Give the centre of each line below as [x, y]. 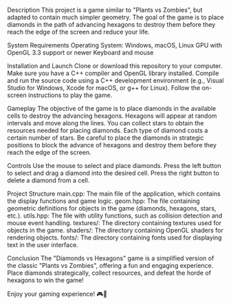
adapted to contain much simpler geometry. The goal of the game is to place [116, 17]
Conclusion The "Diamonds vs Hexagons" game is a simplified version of [111, 258]
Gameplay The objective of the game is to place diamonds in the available [112, 108]
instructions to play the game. [70, 95]
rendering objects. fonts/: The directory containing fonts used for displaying [114, 238]
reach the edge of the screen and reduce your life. [78, 32]
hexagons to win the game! [45, 280]
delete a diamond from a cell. [48, 180]
